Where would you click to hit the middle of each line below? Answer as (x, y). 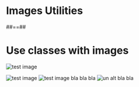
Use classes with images (67, 51)
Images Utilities (45, 11)
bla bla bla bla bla (102, 78)
